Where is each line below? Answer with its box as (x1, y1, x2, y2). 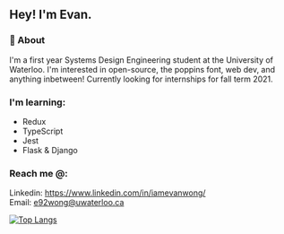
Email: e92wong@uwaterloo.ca (9, 197, 125, 208)
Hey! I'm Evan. (9, 7, 92, 22)
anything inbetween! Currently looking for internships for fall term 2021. (9, 74, 273, 84)
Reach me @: (9, 167, 69, 179)
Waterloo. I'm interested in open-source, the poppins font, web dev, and (9, 64, 276, 74)
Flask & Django (22, 144, 78, 155)
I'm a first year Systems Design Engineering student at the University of (9, 54, 274, 65)
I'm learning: (9, 96, 66, 108)
